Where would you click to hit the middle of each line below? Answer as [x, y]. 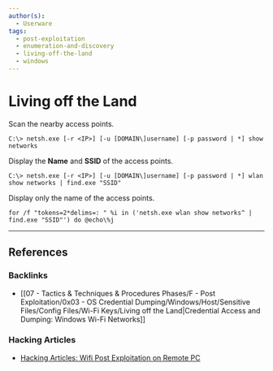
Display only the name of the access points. [82, 198]
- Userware [34, 24]
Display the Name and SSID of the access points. [91, 161]
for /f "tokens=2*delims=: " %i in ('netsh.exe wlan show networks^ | [130, 213]
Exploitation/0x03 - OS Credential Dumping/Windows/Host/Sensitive [135, 302]
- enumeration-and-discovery [65, 46]
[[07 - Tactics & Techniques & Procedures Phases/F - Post [118, 293]
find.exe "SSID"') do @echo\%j [61, 220]
